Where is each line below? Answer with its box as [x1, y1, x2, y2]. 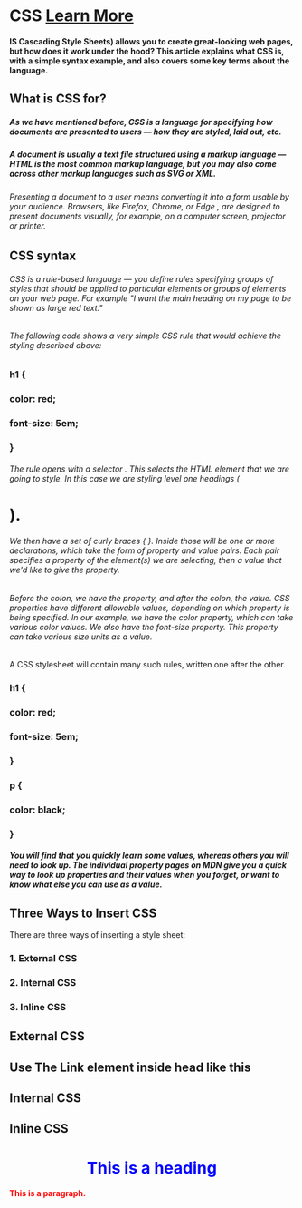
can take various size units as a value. [9, 631, 153, 642]
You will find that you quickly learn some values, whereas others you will [9, 850, 289, 862]
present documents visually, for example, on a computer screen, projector [9, 210, 287, 221]
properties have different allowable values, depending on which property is [9, 602, 290, 613]
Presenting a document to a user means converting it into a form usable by [9, 191, 289, 202]
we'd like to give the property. [9, 564, 120, 576]
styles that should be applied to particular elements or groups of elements [9, 283, 287, 294]
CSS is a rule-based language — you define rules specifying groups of [9, 273, 274, 284]
